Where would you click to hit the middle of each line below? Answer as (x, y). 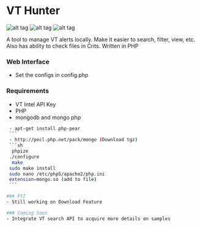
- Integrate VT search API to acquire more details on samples (89, 219)
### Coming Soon (27, 213)
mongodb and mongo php (48, 117)
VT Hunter (33, 11)
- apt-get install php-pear (45, 128)
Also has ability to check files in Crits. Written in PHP (72, 46)
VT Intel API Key (35, 104)
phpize (20, 151)
